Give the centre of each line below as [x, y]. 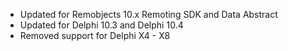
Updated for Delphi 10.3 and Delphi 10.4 [101, 25]
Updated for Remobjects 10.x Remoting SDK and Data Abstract [148, 14]
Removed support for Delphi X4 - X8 [95, 35]
